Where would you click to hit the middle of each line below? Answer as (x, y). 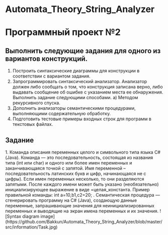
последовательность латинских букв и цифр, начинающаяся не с (76, 174)
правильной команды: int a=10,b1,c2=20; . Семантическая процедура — (82, 195)
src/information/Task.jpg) (31, 227)
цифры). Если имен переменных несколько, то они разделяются (75, 179)
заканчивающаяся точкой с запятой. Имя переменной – (65, 168)
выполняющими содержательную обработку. (62, 114)
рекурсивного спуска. (36, 103)
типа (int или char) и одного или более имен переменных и (69, 163)
